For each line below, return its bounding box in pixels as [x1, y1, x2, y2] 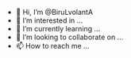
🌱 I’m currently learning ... [15, 24, 101, 33]
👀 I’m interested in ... [15, 16, 83, 25]
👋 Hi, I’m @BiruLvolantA [15, 8, 94, 16]
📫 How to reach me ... [15, 42, 90, 50]
